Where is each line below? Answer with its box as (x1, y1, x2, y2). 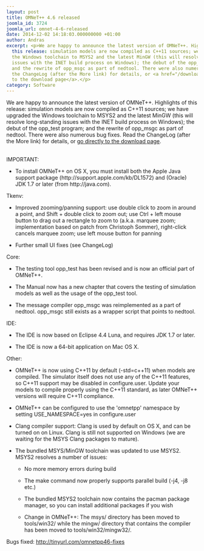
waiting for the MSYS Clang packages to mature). (15, 435, 140, 442)
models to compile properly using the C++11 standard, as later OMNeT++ (15, 386, 198, 393)
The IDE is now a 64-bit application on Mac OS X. (15, 343, 140, 350)
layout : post (6, 8, 39, 15)
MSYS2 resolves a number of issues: (15, 453, 108, 461)
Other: (6, 355, 22, 362)
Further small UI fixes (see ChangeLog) (15, 242, 114, 249)
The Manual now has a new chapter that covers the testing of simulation (15, 283, 196, 290)
